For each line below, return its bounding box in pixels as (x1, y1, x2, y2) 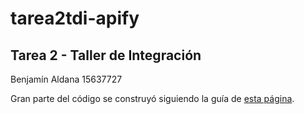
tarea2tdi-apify (10, 7, 140, 30)
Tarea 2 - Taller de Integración (10, 47, 202, 64)
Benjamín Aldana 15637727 (10, 73, 123, 85)
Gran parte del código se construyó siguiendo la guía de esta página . (10, 93, 295, 104)
